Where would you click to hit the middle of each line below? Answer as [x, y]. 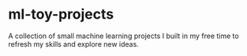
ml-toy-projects [61, 14]
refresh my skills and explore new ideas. [74, 44]
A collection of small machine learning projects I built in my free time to [123, 36]
